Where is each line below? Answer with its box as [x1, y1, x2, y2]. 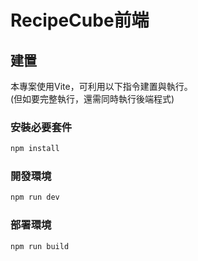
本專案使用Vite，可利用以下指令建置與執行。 [10, 81, 193, 92]
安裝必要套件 [10, 120, 73, 134]
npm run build [10, 241, 70, 251]
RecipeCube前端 [10, 9, 150, 32]
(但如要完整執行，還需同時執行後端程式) [10, 93, 175, 105]
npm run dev [10, 192, 60, 203]
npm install [10, 144, 60, 154]
